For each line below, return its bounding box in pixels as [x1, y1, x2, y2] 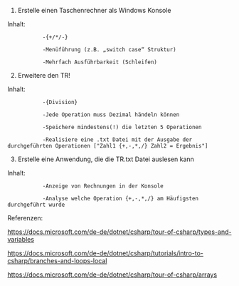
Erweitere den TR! [17, 71, 71, 79]
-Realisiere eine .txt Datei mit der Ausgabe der [42, 136, 193, 143]
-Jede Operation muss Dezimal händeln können [42, 111, 180, 118]
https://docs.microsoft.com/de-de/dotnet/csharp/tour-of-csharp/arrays [7, 270, 218, 279]
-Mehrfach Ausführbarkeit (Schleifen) [42, 58, 158, 66]
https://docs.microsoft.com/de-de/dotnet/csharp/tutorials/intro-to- [7, 249, 204, 257]
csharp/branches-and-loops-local [7, 257, 107, 265]
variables [7, 235, 34, 243]
